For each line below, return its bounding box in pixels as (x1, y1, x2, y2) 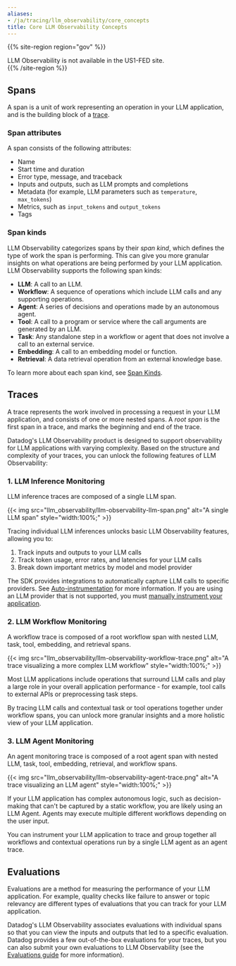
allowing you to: (7, 534, 54, 543)
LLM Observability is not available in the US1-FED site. (7, 56, 164, 65)
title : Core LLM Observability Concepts (7, 23, 128, 30)
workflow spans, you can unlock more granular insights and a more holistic (7, 711, 225, 719)
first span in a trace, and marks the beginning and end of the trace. (7, 422, 202, 431)
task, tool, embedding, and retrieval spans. (7, 640, 132, 649)
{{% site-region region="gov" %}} (7, 43, 106, 51)
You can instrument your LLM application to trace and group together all (7, 831, 217, 839)
